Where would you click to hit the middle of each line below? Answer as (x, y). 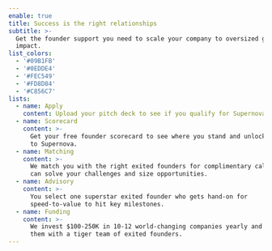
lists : (19, 99)
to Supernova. (54, 144)
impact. (29, 46)
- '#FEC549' (36, 76)
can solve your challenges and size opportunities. (119, 174)
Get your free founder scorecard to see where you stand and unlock (148, 136)
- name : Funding (43, 211)
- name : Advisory (45, 182)
